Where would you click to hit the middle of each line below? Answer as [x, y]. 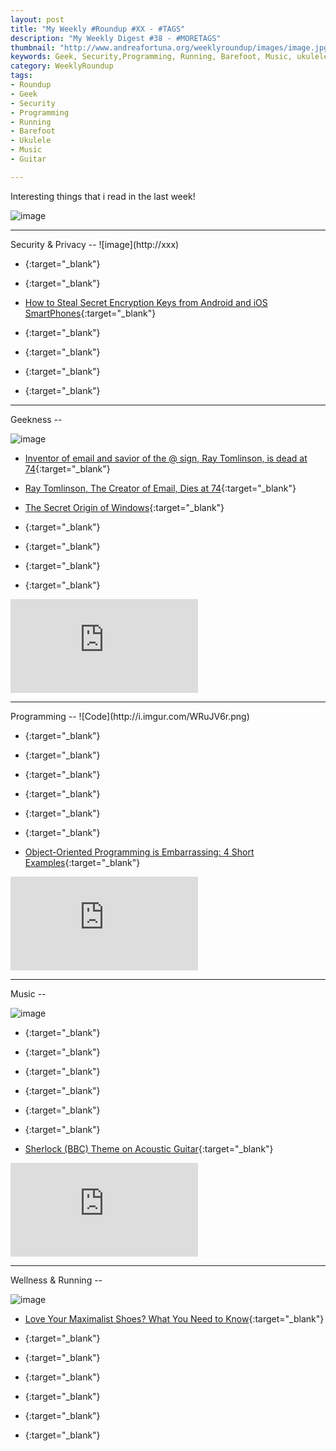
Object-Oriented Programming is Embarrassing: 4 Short [139, 852]
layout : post [37, 19]
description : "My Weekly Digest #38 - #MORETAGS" [116, 38]
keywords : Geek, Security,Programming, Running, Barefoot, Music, [151, 57]
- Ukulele [31, 141]
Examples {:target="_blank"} [82, 862]
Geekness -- [36, 419]
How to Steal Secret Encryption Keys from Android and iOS [146, 302]
